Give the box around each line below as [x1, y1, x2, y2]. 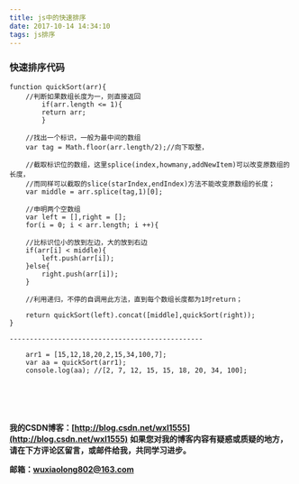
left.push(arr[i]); [41, 253, 115, 262]
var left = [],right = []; [25, 213, 127, 222]
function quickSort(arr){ [9, 82, 106, 91]
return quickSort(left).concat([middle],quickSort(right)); [25, 310, 256, 320]
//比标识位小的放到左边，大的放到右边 [25, 238, 149, 247]
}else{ [25, 261, 50, 270]
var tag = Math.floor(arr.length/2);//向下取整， [25, 142, 209, 151]
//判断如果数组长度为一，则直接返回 [25, 92, 141, 101]
